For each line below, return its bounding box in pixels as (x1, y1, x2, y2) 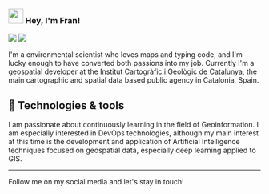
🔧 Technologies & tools (8, 99, 125, 112)
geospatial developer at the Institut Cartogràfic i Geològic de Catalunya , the (8, 67, 258, 76)
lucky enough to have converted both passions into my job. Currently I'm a (8, 59, 255, 68)
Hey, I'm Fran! (25, 14, 81, 26)
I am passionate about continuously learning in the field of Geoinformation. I (8, 120, 259, 130)
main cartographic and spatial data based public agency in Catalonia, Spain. (8, 75, 259, 85)
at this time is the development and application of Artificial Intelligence (8, 137, 240, 147)
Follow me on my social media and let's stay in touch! (8, 177, 184, 187)
